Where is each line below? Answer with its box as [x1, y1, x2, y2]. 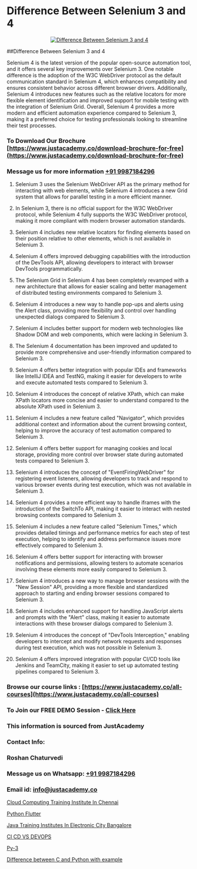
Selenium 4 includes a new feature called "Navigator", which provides [15, 415, 185, 422]
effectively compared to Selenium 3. [15, 542, 103, 549]
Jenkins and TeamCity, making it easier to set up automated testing [15, 662, 179, 669]
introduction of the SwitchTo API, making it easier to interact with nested [15, 505, 191, 512]
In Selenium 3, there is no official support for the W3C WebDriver [15, 205, 173, 212]
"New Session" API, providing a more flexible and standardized [15, 584, 168, 591]
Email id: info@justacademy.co [6, 785, 98, 793]
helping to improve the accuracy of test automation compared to [15, 427, 172, 434]
